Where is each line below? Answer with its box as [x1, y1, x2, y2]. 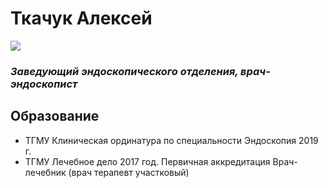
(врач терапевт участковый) [68, 166, 190, 178]
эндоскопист [10, 77, 78, 91]
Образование [10, 108, 100, 125]
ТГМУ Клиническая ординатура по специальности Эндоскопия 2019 [24, 134, 319, 146]
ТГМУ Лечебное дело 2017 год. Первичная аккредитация [24, 155, 271, 167]
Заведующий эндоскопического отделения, [10, 64, 239, 78]
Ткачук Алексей [10, 7, 153, 30]
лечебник [24, 166, 67, 178]
